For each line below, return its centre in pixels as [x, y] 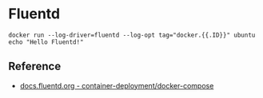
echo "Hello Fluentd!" [46, 42]
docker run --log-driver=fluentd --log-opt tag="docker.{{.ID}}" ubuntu [132, 35]
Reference [35, 67]
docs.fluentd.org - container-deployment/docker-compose [117, 85]
